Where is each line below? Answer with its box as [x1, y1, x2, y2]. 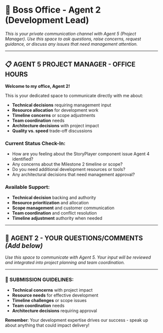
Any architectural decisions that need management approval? [12, 172, 135, 178]
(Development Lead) [5, 15, 89, 26]
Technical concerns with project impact [12, 287, 93, 293]
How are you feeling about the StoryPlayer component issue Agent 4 [12, 151, 150, 157]
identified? [12, 156, 33, 162]
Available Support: [5, 183, 50, 190]
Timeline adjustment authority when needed [12, 216, 103, 221]
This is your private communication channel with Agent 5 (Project [5, 31, 136, 36]
